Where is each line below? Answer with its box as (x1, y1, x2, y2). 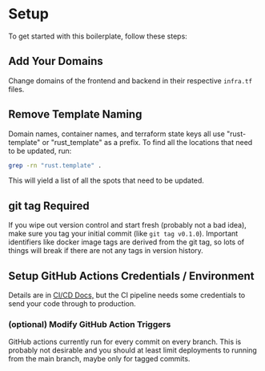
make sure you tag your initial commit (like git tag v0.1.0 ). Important (8, 229, 239, 239)
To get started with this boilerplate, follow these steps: (8, 31, 188, 41)
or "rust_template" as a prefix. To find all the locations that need (42, 137, 253, 147)
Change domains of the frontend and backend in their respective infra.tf (8, 75, 253, 85)
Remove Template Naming (8, 107, 143, 121)
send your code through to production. (8, 299, 136, 308)
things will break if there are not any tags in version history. (8, 246, 204, 256)
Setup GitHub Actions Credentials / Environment (8, 269, 255, 283)
